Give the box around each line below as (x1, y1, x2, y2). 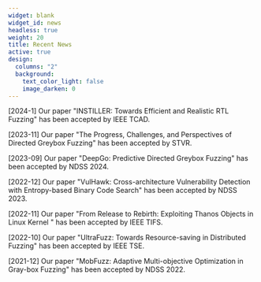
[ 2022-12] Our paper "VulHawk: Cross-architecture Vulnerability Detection (8, 177, 251, 187)
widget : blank (8, 11, 55, 20)
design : (8, 56, 34, 64)
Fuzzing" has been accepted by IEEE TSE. (8, 241, 145, 250)
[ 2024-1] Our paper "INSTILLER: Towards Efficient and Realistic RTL (8, 106, 229, 116)
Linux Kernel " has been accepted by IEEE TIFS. (8, 217, 163, 227)
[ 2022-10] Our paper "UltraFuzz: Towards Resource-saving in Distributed (8, 233, 247, 243)
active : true (8, 48, 51, 56)
